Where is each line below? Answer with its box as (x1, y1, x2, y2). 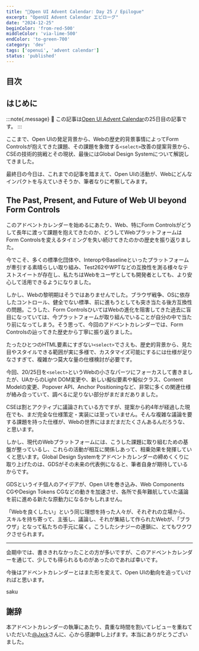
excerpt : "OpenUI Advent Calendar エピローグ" (6, 14, 118, 20)
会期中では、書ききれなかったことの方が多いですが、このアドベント (6, 548, 172, 556)
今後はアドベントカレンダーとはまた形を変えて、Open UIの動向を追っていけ (6, 568, 191, 575)
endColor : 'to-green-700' (6, 36, 70, 42)
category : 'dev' (6, 42, 46, 48)
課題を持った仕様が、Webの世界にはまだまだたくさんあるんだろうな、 (16, 418, 188, 425)
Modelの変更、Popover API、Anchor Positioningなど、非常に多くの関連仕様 (6, 383, 191, 390)
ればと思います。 (6, 576, 47, 583)
